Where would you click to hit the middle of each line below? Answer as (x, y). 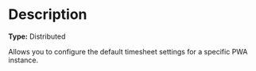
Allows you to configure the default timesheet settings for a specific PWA (128, 51)
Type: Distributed (37, 36)
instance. (23, 60)
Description (48, 15)
